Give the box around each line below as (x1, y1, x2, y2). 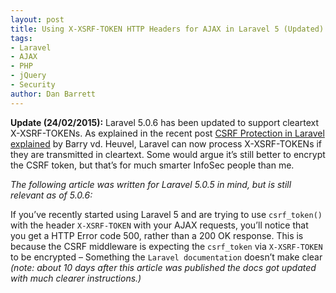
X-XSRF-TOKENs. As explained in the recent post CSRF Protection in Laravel (10, 127, 325, 139)
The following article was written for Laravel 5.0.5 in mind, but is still (10, 178, 292, 190)
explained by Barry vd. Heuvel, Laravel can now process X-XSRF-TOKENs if (10, 137, 323, 150)
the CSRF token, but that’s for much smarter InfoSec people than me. (10, 159, 295, 171)
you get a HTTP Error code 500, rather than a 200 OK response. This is (10, 229, 304, 241)
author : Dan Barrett (10, 89, 97, 99)
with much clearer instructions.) (10, 272, 142, 284)
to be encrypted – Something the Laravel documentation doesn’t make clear (10, 251, 323, 263)
